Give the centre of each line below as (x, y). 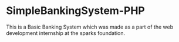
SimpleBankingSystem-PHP (75, 11)
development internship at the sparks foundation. (66, 33)
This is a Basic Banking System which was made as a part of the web (90, 27)
